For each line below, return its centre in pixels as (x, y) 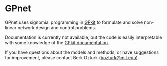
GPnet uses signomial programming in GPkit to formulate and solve (74, 22)
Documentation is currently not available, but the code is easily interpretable (83, 37)
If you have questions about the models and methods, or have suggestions (82, 52)
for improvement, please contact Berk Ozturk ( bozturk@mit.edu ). (72, 57)
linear (11, 27)
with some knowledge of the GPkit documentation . (57, 42)
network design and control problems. (57, 27)
